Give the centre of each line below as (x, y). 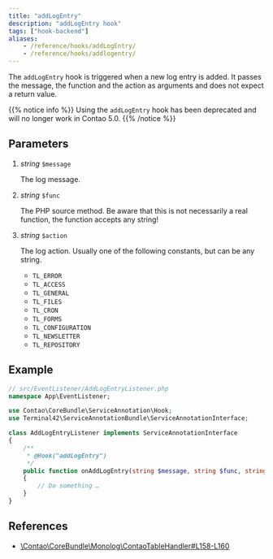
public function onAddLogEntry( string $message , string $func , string (145, 471)
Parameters (39, 144)
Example (31, 370)
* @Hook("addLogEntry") (67, 456)
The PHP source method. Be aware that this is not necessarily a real (134, 210)
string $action (43, 235)
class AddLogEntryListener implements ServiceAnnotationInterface (123, 433)
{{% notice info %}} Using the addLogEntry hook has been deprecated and (132, 110)
